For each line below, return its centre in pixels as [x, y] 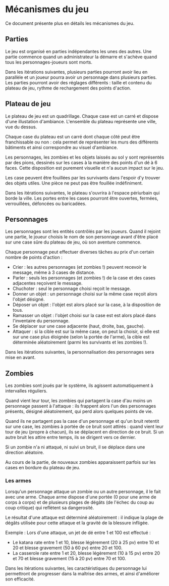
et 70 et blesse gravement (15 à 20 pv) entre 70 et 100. [69, 559]
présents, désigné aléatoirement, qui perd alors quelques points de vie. [79, 411]
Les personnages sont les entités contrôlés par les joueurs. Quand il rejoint [83, 231]
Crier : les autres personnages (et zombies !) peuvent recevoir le [79, 267]
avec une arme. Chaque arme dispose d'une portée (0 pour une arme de [81, 497]
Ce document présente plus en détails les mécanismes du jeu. [70, 23]
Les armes [18, 481]
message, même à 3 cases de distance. [54, 273]
